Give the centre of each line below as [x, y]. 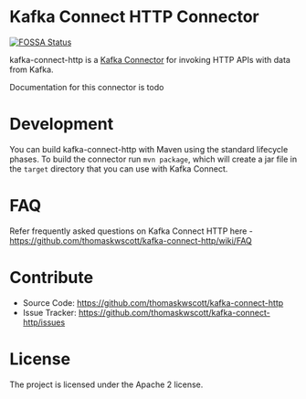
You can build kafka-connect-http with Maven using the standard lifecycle [149, 149]
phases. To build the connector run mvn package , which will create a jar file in [153, 159]
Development [62, 124]
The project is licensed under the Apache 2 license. [106, 384]
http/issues [44, 322]
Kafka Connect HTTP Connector [134, 17]
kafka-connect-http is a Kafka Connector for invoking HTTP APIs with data [150, 59]
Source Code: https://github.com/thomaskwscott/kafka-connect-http [153, 302]
